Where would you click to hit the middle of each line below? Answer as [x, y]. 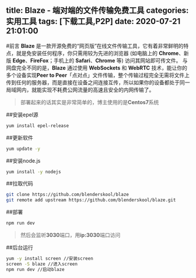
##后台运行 [20, 248]
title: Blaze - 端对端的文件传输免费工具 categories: [97, 11]
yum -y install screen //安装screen [50, 259]
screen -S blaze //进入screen [42, 264]
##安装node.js [23, 160]
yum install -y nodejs [34, 171]
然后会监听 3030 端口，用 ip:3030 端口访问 [70, 235]
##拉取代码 [20, 184]
